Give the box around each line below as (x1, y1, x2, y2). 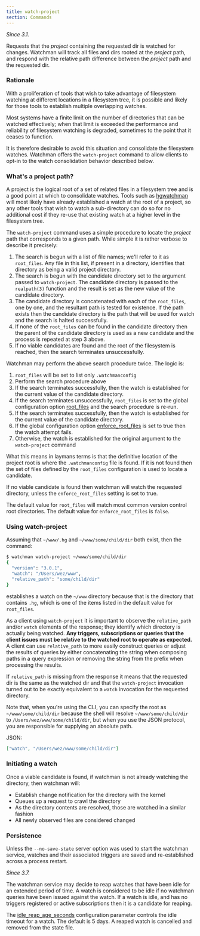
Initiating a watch (6, 759, 58, 768)
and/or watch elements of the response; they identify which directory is (6, 623, 181, 630)
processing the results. (6, 661, 63, 669)
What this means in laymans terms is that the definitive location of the (6, 453, 178, 460)
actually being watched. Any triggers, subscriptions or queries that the (6, 629, 184, 636)
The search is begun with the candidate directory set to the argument (14, 272, 186, 279)
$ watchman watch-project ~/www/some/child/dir (6, 554, 127, 560)
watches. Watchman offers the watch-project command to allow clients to (6, 150, 188, 158)
